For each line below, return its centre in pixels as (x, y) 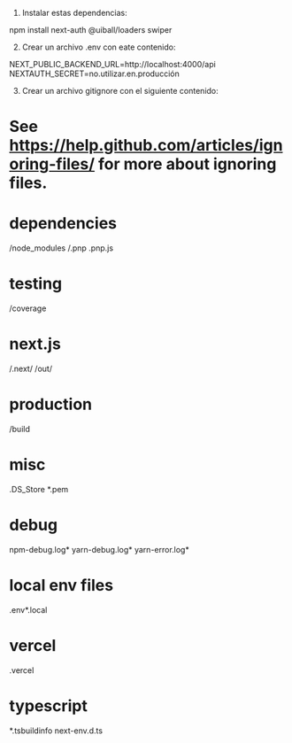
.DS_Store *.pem (39, 489)
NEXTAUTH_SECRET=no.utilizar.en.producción (94, 74)
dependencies (63, 224)
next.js (35, 344)
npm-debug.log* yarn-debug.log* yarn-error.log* (100, 549)
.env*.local (28, 609)
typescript (49, 705)
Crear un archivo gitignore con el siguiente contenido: (120, 91)
